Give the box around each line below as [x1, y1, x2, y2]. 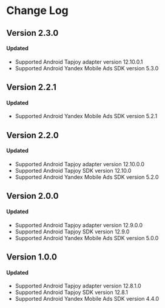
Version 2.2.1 [6, 82, 56, 93]
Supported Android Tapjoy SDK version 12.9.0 [15, 228, 130, 235]
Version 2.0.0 [6, 191, 59, 201]
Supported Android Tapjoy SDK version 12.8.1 [15, 289, 129, 296]
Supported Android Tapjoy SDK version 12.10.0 [15, 167, 132, 174]
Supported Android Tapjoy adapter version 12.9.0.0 [15, 221, 143, 229]
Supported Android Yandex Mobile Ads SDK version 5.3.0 [15, 64, 159, 72]
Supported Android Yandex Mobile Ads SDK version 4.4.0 [15, 295, 160, 303]
